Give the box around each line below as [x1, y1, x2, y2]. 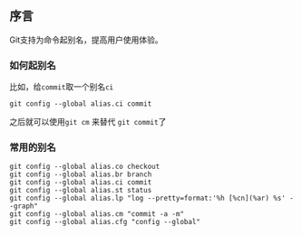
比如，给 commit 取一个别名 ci [9, 81, 114, 92]
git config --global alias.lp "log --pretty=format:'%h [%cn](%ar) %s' [9, 193, 286, 203]
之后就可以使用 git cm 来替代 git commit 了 [9, 117, 167, 127]
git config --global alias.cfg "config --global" [9, 218, 201, 227]
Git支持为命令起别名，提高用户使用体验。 [9, 34, 163, 45]
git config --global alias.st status [9, 186, 152, 195]
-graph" [9, 202, 39, 211]
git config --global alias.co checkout [9, 162, 161, 172]
